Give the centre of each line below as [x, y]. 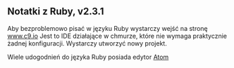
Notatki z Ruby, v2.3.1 [56, 12]
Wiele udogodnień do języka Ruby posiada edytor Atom [88, 57]
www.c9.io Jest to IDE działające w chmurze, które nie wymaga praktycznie [117, 36]
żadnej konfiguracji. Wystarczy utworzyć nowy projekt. [87, 43]
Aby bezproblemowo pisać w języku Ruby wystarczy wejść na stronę [107, 28]
